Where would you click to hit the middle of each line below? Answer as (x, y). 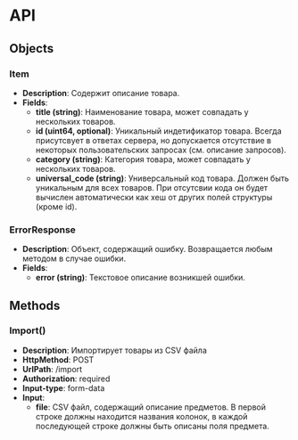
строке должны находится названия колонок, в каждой (141, 416)
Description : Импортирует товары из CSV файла (114, 350)
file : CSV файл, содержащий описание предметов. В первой (150, 407)
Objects (32, 49)
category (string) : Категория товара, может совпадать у (143, 159)
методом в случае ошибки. (74, 258)
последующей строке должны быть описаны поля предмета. (152, 426)
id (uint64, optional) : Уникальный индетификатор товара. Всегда (159, 131)
